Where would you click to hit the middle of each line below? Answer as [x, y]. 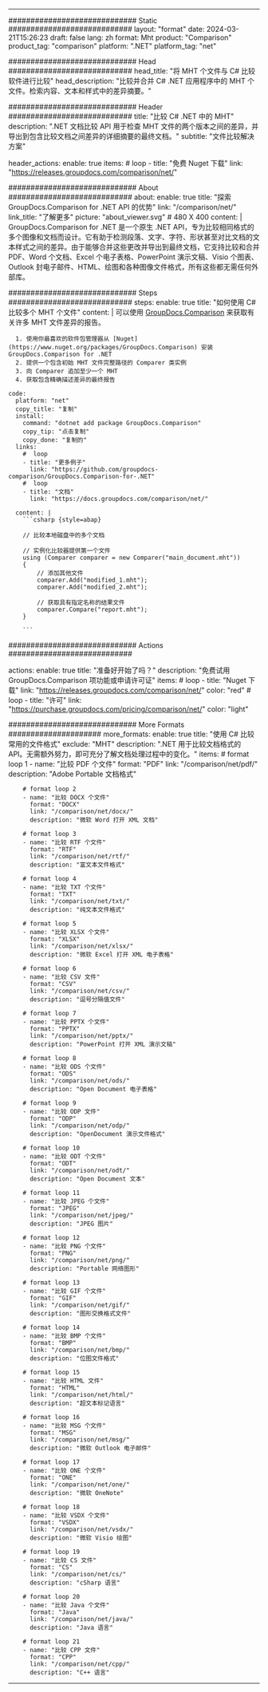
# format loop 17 [51, 1462]
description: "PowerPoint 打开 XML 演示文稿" [103, 1044]
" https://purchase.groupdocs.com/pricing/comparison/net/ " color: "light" [128, 709]
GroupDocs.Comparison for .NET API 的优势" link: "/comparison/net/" [122, 207]
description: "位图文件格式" [74, 1359]
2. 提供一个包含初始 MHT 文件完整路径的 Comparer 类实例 [101, 363]
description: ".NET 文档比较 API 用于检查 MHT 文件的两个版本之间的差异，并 [134, 126]
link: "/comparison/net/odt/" [79, 1170]
